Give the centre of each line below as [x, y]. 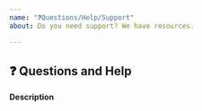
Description [32, 97]
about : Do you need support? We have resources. [102, 26]
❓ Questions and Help [70, 71]
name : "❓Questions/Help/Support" [72, 17]
